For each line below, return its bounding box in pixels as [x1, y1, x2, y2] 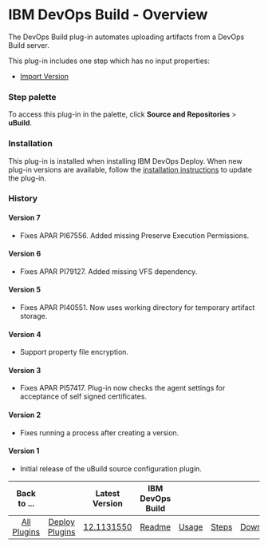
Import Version [19, 71, 69, 81]
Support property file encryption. [19, 347, 129, 357]
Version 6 [8, 249, 41, 259]
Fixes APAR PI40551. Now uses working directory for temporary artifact [19, 303, 255, 312]
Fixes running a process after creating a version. [19, 427, 179, 437]
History [8, 193, 38, 205]
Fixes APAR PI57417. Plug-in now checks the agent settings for [19, 383, 226, 393]
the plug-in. [8, 173, 46, 183]
